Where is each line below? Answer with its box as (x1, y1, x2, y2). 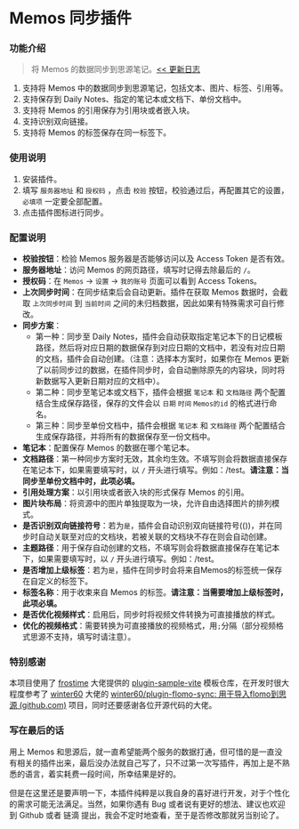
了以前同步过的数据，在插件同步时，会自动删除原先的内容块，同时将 (35, 365, 286, 375)
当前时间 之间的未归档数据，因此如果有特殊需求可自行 (84, 298, 278, 309)
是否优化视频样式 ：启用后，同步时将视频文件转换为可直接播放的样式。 (21, 609, 280, 620)
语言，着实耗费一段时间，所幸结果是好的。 (24, 769, 181, 779)
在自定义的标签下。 (21, 575, 93, 587)
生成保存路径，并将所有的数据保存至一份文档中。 (35, 431, 215, 442)
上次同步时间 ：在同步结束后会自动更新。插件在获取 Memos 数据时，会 (21, 286, 280, 298)
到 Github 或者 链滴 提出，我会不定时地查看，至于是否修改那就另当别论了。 (9, 809, 285, 820)
